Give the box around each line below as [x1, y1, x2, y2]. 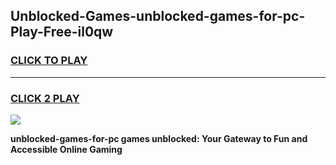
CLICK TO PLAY [10, 54, 88, 68]
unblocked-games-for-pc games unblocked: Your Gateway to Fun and [10, 132, 308, 144]
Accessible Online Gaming [10, 143, 123, 155]
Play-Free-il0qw [10, 24, 114, 41]
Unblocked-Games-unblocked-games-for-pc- [10, 8, 306, 25]
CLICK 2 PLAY [10, 91, 80, 105]
